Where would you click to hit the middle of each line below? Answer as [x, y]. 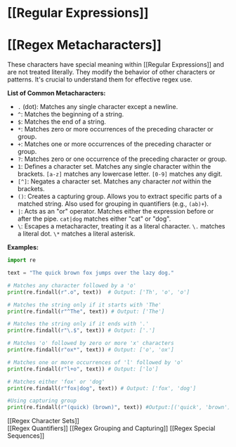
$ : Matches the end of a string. [62, 122]
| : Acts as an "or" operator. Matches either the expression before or [116, 212]
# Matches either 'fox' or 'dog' [56, 382]
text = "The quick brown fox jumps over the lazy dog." [91, 273]
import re [22, 260]
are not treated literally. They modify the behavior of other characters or [111, 72]
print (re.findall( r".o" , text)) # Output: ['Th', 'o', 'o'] [99, 292]
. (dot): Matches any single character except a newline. [98, 107]
